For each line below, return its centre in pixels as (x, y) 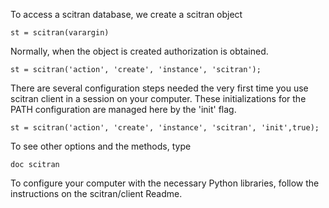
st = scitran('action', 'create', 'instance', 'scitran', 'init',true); (165, 128)
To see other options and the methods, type (101, 146)
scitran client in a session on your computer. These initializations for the (158, 98)
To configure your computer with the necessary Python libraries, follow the (165, 183)
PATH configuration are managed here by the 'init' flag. (123, 109)
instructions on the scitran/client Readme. (96, 193)
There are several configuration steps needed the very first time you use (159, 88)
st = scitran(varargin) (60, 33)
